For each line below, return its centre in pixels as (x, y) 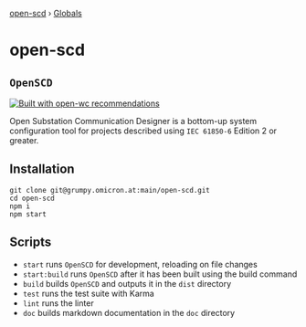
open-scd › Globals (46, 13)
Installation (42, 169)
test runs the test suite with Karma (89, 293)
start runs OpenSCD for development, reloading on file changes (140, 264)
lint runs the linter (58, 303)
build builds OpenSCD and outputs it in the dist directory (127, 283)
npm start (28, 214)
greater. (24, 140)
